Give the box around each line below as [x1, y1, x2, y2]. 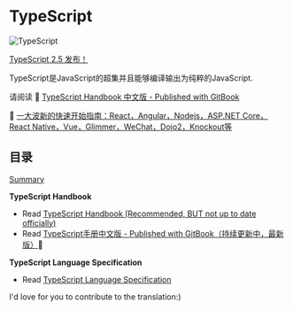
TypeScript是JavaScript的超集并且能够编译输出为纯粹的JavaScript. [9, 73, 254, 83]
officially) [21, 217, 57, 228]
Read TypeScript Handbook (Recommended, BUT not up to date [21, 208, 257, 219]
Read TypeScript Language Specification [21, 274, 172, 284]
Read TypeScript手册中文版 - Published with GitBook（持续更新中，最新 [21, 228, 284, 238]
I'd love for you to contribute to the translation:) [9, 291, 181, 302]
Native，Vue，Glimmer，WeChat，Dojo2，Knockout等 [32, 121, 233, 132]
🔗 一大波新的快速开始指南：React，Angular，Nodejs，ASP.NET [9, 110, 241, 121]
